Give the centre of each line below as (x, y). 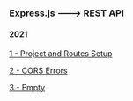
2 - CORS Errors (38, 71)
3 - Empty (27, 88)
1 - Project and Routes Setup (61, 54)
